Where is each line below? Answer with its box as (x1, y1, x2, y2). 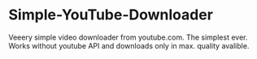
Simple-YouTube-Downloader (8, 6, 214, 24)
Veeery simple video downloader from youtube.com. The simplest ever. (8, 32, 248, 42)
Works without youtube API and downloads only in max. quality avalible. (8, 40, 250, 50)
